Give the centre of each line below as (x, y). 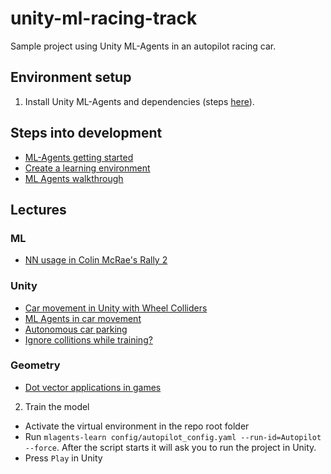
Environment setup (71, 77)
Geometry (35, 365)
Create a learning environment (87, 168)
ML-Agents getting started (79, 157)
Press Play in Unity (63, 458)
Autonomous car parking (76, 329)
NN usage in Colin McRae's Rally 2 (96, 260)
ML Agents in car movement (83, 318)
